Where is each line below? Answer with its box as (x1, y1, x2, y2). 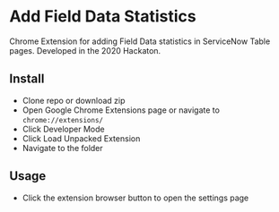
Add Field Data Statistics (9, 6, 197, 27)
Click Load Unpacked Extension (22, 132, 141, 144)
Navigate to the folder (22, 142, 103, 153)
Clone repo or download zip (22, 95, 126, 106)
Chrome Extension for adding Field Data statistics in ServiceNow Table (9, 36, 271, 47)
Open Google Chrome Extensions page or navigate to (22, 105, 220, 115)
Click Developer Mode (22, 123, 105, 134)
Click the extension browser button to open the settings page (22, 192, 249, 203)
